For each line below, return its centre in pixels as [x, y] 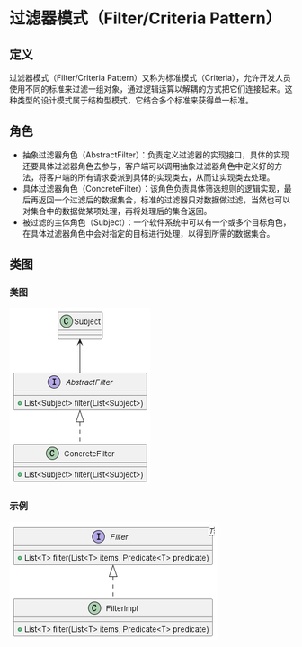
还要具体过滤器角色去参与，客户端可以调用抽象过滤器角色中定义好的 [148, 166]
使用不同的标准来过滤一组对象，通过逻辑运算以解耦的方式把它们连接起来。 [147, 89]
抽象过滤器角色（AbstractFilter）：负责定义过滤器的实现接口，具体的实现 [155, 155]
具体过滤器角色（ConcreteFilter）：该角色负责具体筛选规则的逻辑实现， [153, 188]
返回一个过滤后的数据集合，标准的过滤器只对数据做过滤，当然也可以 [164, 200]
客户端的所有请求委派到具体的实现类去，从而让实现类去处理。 [160, 177]
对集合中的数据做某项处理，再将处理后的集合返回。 [117, 211]
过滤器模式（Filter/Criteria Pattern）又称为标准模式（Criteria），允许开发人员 [150, 78]
